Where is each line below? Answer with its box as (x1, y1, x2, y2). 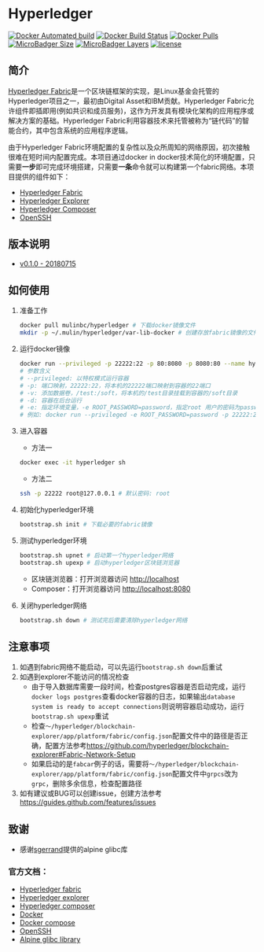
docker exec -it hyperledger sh (19, 459, 126, 467)
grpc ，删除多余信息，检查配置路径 (31, 779, 143, 788)
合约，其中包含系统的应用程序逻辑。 (14, 125, 132, 135)
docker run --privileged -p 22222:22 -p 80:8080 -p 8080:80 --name (19, 360, 246, 368)
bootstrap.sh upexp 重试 (31, 711, 109, 721)
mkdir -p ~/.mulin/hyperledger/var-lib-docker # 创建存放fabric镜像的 (19, 329, 247, 337)
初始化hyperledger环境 (19, 504, 94, 514)
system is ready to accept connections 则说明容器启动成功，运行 (31, 702, 245, 711)
